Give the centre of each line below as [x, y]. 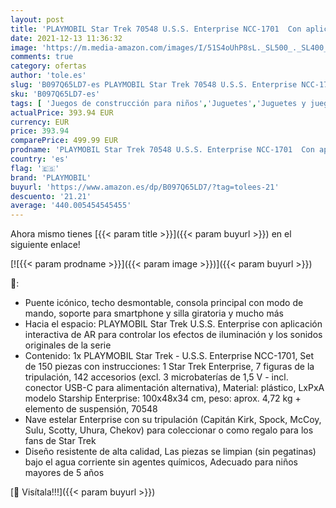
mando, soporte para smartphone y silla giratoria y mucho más [154, 313]
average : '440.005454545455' [71, 206]
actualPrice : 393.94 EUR [62, 112]
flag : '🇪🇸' [35, 168]
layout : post [37, 19]
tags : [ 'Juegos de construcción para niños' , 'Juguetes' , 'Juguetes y [158, 103]
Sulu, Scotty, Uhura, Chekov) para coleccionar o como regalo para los [169, 430]
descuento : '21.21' [51, 196]
